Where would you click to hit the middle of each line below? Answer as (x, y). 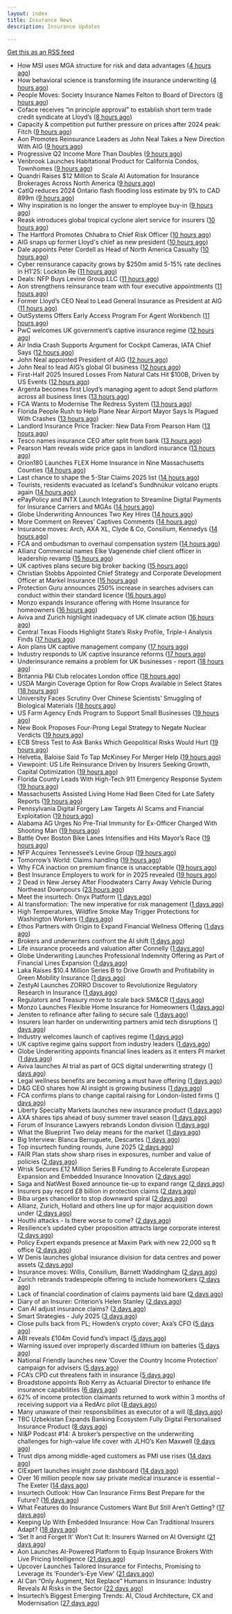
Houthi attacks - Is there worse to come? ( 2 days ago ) (94, 1221)
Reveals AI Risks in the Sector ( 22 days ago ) (80, 1588)
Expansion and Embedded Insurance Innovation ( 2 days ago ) (104, 1176)
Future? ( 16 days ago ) (48, 1500)
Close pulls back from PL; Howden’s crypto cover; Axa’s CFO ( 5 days (116, 1324)
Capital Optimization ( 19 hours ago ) (68, 772)
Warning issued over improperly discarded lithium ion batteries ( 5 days (118, 1346)
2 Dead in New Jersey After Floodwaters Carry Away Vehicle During (114, 882)
